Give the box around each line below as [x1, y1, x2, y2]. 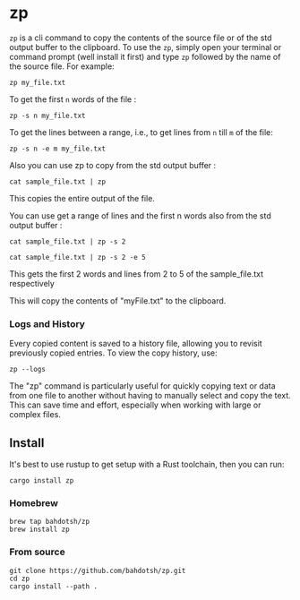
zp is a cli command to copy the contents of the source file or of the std [9, 32, 272, 43]
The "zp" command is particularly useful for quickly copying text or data [9, 381, 276, 391]
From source [9, 545, 65, 558]
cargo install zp [9, 476, 74, 485]
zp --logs [9, 365, 47, 374]
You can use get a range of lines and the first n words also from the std [9, 210, 271, 221]
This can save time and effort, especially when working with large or [9, 399, 261, 410]
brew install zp [9, 525, 70, 535]
